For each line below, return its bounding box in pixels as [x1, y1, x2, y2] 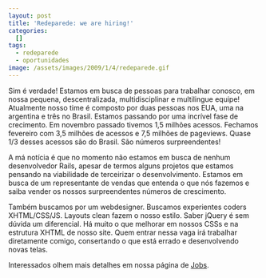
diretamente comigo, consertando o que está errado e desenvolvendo [8, 236, 240, 245]
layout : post [8, 11, 52, 20]
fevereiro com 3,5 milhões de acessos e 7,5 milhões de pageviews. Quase [8, 128, 252, 138]
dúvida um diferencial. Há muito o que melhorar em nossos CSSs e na [8, 219, 239, 228]
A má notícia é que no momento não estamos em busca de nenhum [8, 152, 231, 162]
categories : [8, 26, 48, 34]
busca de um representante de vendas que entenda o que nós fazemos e [8, 178, 250, 187]
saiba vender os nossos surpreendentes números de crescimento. [8, 186, 227, 196]
